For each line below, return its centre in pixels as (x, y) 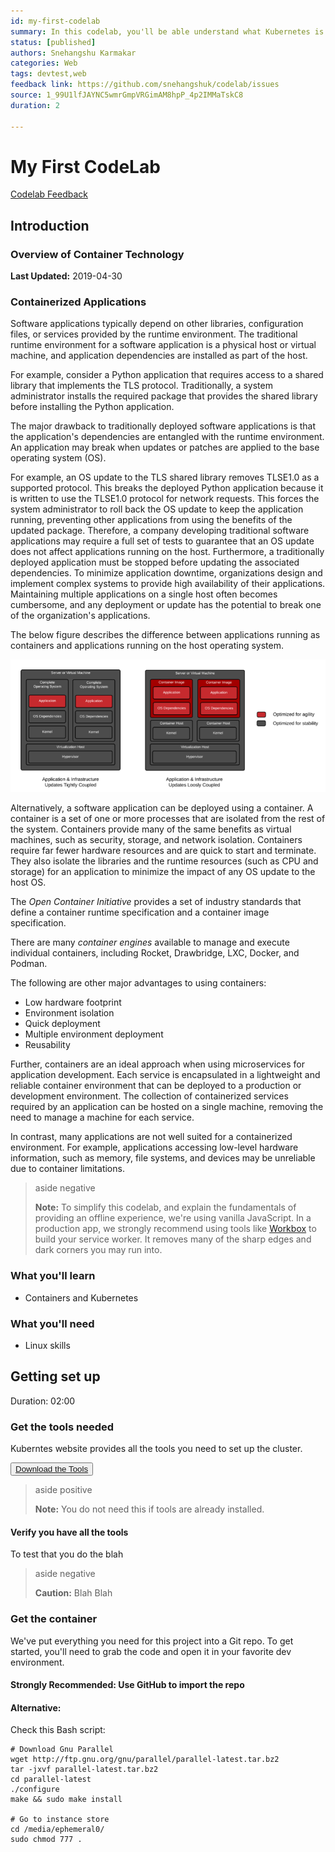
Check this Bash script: (58, 1730)
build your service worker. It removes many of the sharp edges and (173, 1239)
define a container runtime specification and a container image (140, 912)
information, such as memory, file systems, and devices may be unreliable (163, 1158)
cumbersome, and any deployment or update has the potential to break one (166, 605)
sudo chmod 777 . (46, 1840)
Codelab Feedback (49, 194)
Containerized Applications (78, 302)
